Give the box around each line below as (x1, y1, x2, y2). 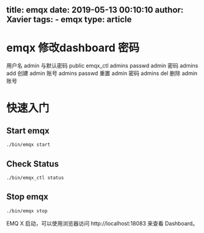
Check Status (6, 159, 59, 169)
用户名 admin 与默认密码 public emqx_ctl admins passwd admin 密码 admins (6, 62, 199, 70)
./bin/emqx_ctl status (6, 175, 64, 181)
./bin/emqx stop (6, 207, 48, 214)
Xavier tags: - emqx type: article (6, 15, 132, 25)
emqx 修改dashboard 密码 (6, 41, 140, 54)
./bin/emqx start (6, 142, 51, 148)
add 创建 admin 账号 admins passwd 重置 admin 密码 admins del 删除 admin (6, 70, 198, 77)
